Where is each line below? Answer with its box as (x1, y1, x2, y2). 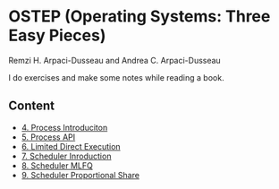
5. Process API (21, 132, 76, 142)
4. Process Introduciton (21, 122, 108, 133)
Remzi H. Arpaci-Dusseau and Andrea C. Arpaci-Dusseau (8, 55, 221, 65)
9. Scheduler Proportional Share (21, 169, 140, 180)
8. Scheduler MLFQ (21, 159, 93, 171)
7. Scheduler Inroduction (21, 150, 112, 161)
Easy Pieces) (8, 25, 106, 46)
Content (8, 99, 55, 114)
